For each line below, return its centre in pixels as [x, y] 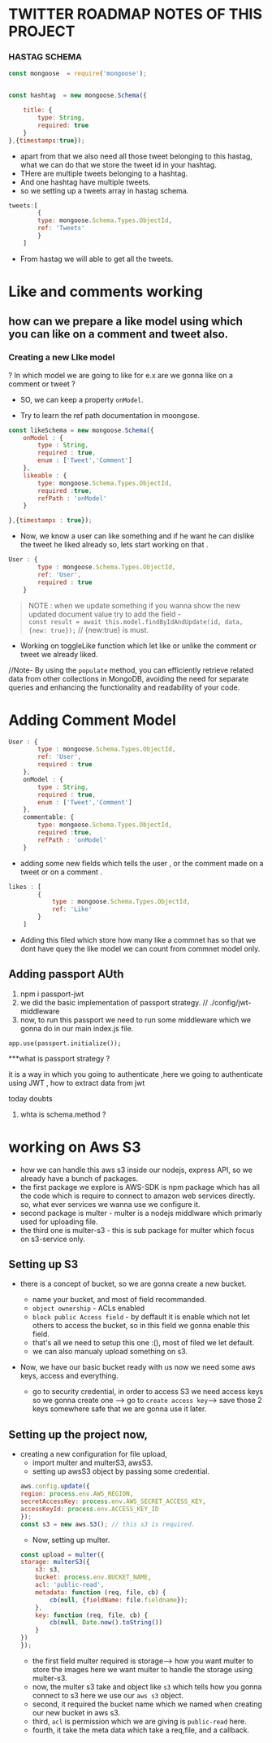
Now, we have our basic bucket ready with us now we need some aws [138, 1367]
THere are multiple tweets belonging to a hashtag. [104, 173]
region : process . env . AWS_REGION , [77, 1494]
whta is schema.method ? [63, 1114]
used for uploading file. [59, 1222]
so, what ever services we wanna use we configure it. [110, 1204]
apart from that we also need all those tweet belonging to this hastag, [136, 156]
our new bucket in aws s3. [76, 1712]
